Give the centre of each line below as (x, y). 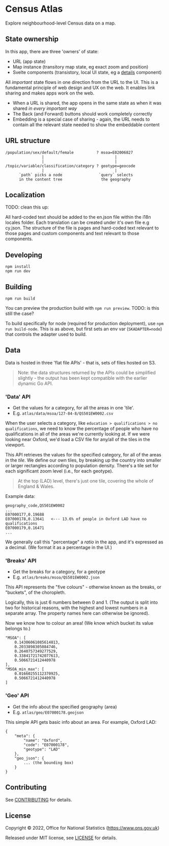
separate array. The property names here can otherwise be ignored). (77, 613)
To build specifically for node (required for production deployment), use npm (84, 323)
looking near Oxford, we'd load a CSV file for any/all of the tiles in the (78, 440)
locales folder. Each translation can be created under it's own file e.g (77, 222)
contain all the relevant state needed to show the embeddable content (86, 124)
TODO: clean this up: (27, 207)
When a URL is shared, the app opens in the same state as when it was (87, 103)
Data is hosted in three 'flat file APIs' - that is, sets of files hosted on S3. (81, 362)
